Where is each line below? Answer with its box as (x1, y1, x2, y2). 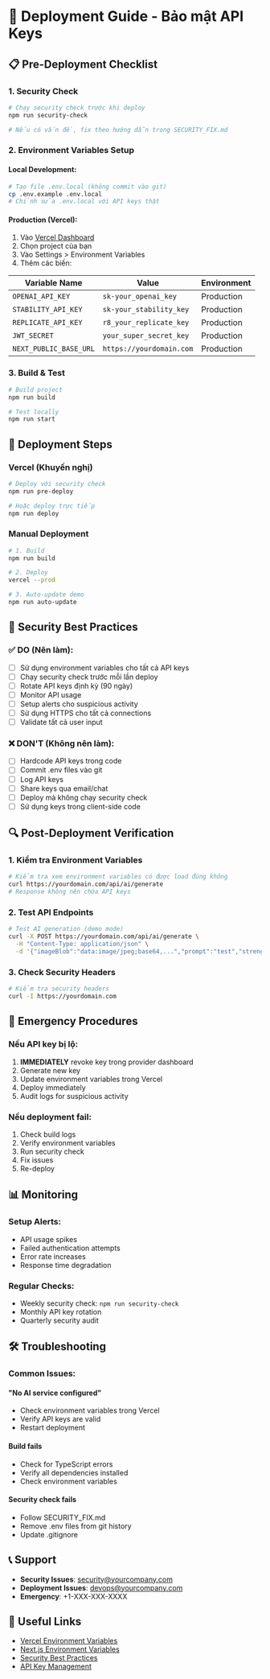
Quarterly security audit (19, 1315, 99, 1325)
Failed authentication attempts (19, 1243, 121, 1253)
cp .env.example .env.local (8, 190, 103, 198)
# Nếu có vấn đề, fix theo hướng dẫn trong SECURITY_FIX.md (8, 126, 228, 134)
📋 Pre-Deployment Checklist (8, 57, 158, 71)
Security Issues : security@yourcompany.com (19, 1574, 173, 1584)
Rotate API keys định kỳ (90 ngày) (19, 681, 133, 690)
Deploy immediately (19, 1082, 86, 1093)
